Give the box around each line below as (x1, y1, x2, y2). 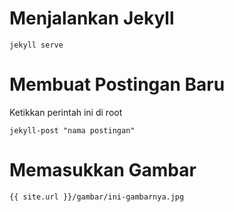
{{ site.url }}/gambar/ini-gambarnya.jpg (9, 192, 185, 202)
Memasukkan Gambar (9, 159, 197, 182)
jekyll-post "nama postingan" (9, 125, 136, 136)
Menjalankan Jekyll (9, 7, 175, 30)
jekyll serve (9, 40, 64, 50)
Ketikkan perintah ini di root (9, 106, 123, 118)
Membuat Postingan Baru (9, 73, 226, 96)
